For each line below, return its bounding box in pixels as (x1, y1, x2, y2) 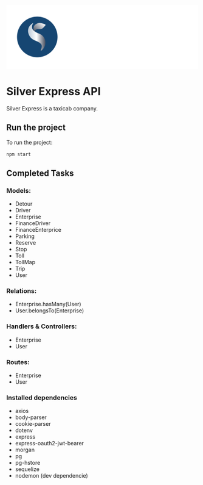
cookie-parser (15, 420, 51, 428)
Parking (15, 232, 35, 240)
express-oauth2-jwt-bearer (15, 440, 84, 447)
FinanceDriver (15, 220, 50, 227)
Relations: (6, 287, 37, 295)
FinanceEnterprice (15, 226, 62, 234)
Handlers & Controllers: (6, 322, 77, 331)
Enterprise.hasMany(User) (15, 301, 81, 308)
